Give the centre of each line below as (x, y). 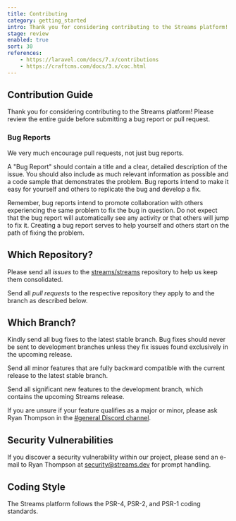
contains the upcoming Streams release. (66, 397)
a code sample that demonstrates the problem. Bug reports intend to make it (118, 181)
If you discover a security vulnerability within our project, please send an (113, 457)
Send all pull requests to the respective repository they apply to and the (111, 293)
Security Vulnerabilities (61, 440)
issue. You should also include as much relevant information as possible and (118, 174)
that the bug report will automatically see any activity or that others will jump (118, 217)
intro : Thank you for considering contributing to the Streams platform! (118, 27)
